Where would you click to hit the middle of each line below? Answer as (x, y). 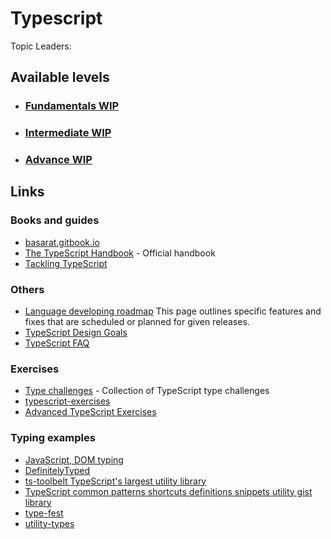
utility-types (49, 523)
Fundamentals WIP (72, 106)
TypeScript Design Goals (76, 333)
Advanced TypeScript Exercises (90, 412)
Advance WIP (58, 160)
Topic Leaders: (41, 46)
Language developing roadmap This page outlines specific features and (173, 311)
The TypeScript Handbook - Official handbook (120, 253)
